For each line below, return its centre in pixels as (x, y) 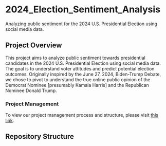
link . (10, 121)
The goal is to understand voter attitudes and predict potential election (80, 68)
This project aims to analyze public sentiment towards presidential (75, 58)
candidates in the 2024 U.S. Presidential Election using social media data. (83, 63)
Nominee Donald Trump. (31, 90)
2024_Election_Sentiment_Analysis (83, 10)
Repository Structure (40, 136)
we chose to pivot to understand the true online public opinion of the (78, 79)
